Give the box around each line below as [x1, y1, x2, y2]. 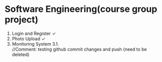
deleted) [11, 51, 29, 58]
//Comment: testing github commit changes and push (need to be [11, 46, 147, 52]
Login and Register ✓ [11, 30, 56, 36]
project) [4, 14, 38, 25]
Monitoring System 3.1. [11, 41, 59, 47]
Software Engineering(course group [4, 3, 157, 15]
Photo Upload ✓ [11, 36, 45, 42]
